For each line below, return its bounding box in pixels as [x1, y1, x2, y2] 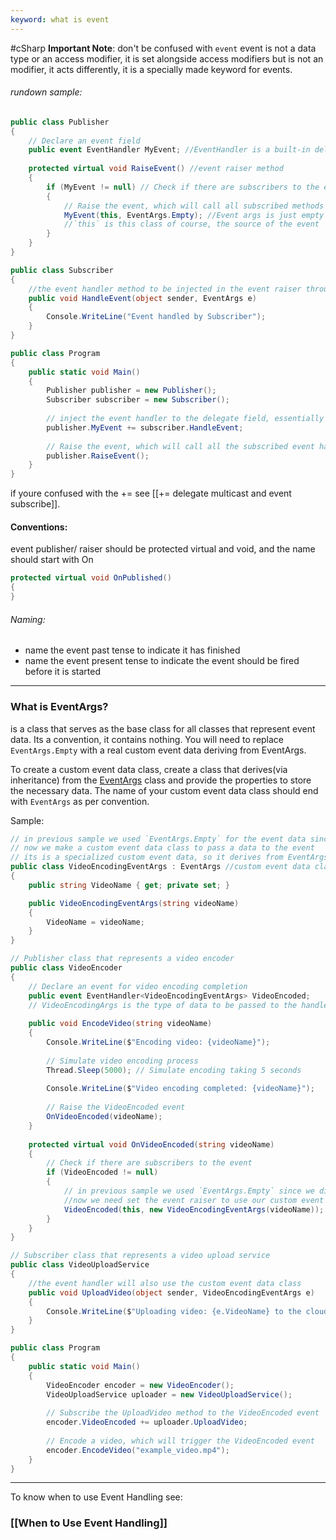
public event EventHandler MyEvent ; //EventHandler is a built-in [28, 145, 311, 155]
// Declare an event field [28, 136, 141, 146]
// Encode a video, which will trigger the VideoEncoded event [46, 1436, 315, 1446]
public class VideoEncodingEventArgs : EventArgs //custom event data [10, 862, 311, 872]
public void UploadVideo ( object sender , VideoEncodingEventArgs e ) [28, 1287, 315, 1298]
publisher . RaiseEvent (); [46, 451, 150, 461]
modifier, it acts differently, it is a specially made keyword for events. [10, 63, 293, 75]
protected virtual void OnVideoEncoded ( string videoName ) [28, 1139, 275, 1150]
